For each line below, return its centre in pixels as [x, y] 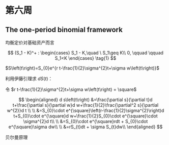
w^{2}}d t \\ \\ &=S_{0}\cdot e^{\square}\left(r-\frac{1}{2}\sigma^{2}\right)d [86, 111]
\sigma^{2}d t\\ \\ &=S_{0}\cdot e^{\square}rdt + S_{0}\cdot [86, 121]
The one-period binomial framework [64, 29]
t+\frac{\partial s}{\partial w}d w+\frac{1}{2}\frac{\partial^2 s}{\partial [86, 105]
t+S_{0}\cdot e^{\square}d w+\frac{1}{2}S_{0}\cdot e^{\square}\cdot [86, 116]
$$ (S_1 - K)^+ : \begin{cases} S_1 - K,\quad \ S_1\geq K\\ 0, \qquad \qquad [86, 53]
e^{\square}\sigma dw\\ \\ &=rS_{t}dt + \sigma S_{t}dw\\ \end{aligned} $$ [86, 127]
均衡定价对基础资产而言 [30, 42]
